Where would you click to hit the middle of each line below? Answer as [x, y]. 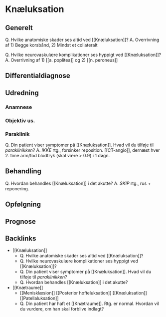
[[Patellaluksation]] [39, 298]
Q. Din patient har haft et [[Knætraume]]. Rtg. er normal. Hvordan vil [89, 303]
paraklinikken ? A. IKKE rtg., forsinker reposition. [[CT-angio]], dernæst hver [83, 150]
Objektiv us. [20, 120]
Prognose [21, 221]
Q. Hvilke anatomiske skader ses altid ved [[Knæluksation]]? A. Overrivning [82, 40]
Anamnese [19, 107]
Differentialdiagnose [38, 76]
